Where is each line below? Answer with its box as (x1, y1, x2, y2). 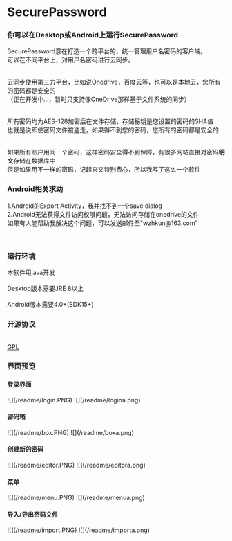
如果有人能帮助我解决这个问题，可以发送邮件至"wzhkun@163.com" (7, 219, 198, 227)
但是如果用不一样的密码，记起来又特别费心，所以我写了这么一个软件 (7, 166, 201, 174)
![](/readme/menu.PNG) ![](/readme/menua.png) (7, 493, 145, 502)
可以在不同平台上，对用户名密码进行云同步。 (7, 56, 135, 64)
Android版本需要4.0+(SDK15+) (7, 301, 95, 309)
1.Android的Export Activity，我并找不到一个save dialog (7, 202, 163, 210)
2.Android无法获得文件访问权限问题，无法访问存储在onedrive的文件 (7, 210, 200, 218)
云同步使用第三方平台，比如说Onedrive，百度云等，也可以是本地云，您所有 (7, 78, 221, 87)
